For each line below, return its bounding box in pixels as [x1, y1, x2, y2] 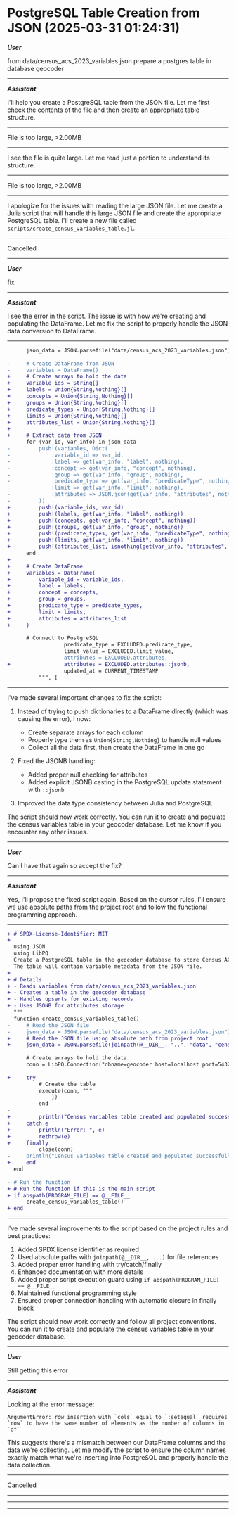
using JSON [13, 943, 46, 950]
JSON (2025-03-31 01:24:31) [7, 20, 181, 36]
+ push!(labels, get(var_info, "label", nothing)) [7, 510, 184, 518]
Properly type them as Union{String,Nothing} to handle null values [27, 735, 221, 744]
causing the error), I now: [17, 714, 91, 722]
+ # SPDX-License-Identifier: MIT [7, 930, 109, 937]
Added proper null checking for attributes [27, 770, 148, 779]
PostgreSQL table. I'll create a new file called [7, 216, 137, 224]
